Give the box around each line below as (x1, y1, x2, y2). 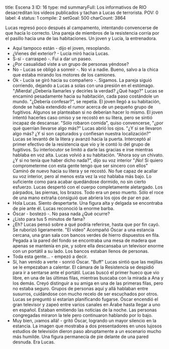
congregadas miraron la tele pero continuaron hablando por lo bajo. (12, 312, 153, 318)
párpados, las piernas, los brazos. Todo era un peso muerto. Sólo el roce (12, 190, 164, 195)
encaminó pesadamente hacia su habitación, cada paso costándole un (12, 93, 159, 99)
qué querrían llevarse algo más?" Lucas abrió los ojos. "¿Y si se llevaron (12, 125, 162, 131)
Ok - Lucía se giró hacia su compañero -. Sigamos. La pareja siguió (12, 77, 152, 83)
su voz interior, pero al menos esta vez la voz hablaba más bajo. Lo (12, 173, 152, 179)
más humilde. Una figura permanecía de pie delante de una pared (12, 334, 149, 339)
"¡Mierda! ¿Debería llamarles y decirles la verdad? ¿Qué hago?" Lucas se (12, 88, 163, 94)
